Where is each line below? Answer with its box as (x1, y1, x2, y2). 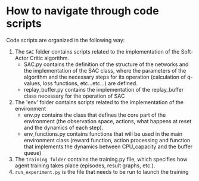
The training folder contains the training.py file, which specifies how (14, 155, 188, 163)
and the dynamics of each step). (23, 124, 104, 131)
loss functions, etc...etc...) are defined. (42, 79, 138, 87)
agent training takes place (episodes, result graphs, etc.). (14, 162, 156, 169)
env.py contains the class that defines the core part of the (23, 111, 166, 118)
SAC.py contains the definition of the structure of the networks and (23, 61, 189, 68)
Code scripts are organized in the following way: (6, 36, 125, 43)
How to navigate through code (6, 4, 159, 18)
